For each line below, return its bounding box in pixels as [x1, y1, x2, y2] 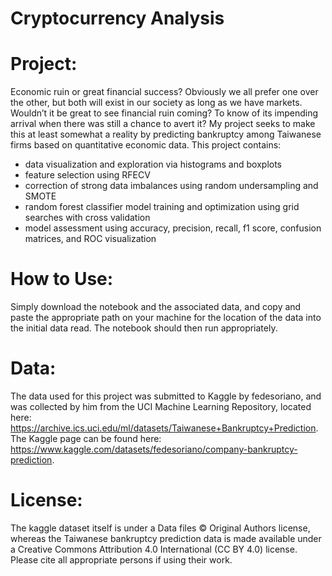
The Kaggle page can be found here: [10, 433, 162, 444]
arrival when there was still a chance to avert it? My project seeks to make [10, 118, 316, 130]
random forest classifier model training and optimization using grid [24, 201, 300, 213]
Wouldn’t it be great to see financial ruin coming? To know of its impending [10, 107, 319, 119]
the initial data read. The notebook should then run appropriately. [10, 322, 278, 334]
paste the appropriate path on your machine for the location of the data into [10, 312, 322, 324]
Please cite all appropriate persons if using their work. [10, 553, 233, 566]
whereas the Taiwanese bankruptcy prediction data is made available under [10, 532, 322, 544]
